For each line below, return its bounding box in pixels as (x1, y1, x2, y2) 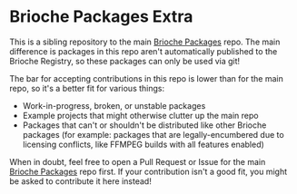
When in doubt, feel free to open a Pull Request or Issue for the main (9, 156, 266, 167)
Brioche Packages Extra (9, 6, 193, 27)
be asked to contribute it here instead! (9, 175, 152, 187)
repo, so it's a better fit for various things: (9, 82, 165, 93)
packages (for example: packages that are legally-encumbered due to (22, 129, 284, 140)
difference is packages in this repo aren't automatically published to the (9, 45, 278, 56)
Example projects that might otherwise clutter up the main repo (22, 110, 259, 121)
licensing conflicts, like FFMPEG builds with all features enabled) (22, 139, 265, 150)
